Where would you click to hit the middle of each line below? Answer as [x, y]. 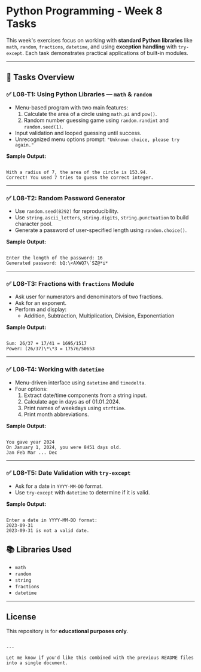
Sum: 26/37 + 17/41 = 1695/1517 [46, 344]
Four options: [31, 389]
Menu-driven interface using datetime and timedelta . [80, 382]
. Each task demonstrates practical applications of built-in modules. [105, 53]
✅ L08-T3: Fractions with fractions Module [70, 283]
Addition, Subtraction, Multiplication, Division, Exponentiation [99, 316]
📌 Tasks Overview [40, 77]
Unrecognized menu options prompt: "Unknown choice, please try [97, 139]
